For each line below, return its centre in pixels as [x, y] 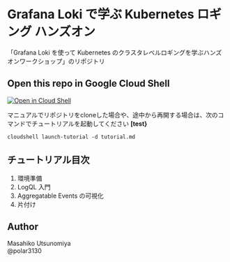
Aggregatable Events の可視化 [61, 196]
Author [23, 227]
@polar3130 [24, 251]
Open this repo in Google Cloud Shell [89, 83]
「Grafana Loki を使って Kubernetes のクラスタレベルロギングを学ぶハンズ [115, 52]
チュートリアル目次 [48, 160]
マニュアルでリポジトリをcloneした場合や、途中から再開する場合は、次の [113, 115]
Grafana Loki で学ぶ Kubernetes [101, 14]
